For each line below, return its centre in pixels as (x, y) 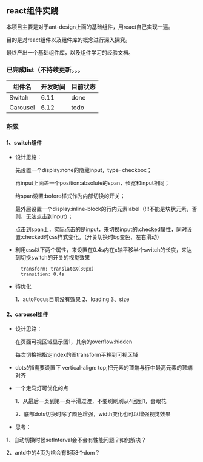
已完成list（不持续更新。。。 (45, 70)
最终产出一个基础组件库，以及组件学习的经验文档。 (70, 52)
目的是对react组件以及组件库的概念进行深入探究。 (68, 40)
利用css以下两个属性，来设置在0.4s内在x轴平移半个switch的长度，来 (101, 250)
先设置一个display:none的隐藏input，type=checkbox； (83, 170)
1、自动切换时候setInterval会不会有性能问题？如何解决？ (76, 440)
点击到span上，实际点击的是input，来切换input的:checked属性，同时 (101, 229)
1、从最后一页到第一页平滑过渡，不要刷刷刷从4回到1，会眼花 (91, 401)
